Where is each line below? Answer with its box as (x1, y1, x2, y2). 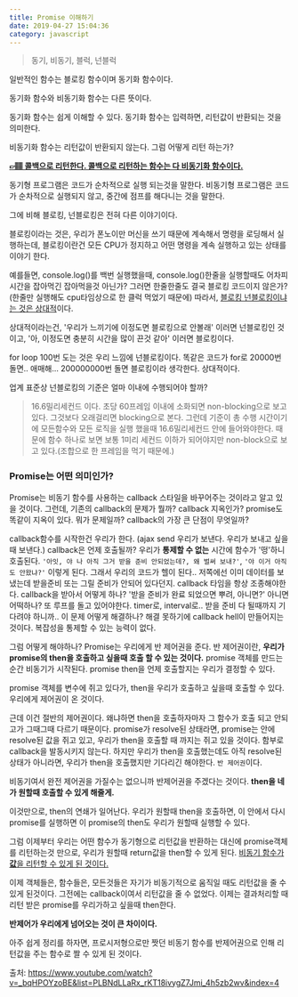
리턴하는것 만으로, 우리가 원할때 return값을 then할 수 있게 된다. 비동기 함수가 (18, 847, 285, 857)
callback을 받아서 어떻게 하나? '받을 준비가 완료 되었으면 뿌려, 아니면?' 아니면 (20, 588, 289, 599)
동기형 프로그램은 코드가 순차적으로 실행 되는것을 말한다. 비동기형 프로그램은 (9, 180, 273, 190)
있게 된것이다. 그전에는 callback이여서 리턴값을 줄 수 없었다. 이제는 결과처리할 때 (9, 888, 289, 899)
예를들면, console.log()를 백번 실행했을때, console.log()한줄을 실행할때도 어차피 (9, 270, 289, 280)
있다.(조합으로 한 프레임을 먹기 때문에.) (40, 446, 175, 457)
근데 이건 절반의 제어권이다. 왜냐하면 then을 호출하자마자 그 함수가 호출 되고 (9, 712, 272, 723)
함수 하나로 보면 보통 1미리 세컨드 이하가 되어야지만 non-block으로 (47, 434, 278, 445)
